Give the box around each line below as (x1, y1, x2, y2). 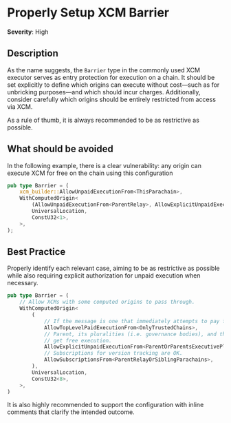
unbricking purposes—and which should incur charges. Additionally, (7, 87, 201, 96)
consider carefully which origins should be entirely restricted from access (7, 95, 217, 103)
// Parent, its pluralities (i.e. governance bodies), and (43, 331, 217, 338)
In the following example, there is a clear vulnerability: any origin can (7, 161, 201, 169)
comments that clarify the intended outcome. (7, 408, 135, 416)
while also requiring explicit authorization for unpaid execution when (7, 271, 201, 280)
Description (7, 48, 58, 59)
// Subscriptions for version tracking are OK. (43, 350, 184, 357)
